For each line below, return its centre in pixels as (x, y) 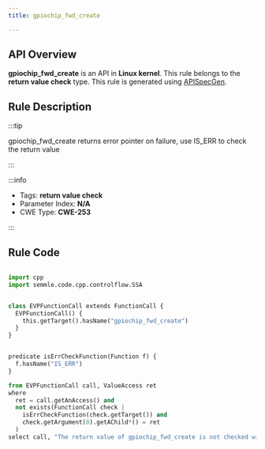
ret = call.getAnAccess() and (65, 400)
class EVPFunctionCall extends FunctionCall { (86, 306)
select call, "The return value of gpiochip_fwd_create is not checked (128, 437)
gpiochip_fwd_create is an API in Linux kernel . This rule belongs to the (124, 74)
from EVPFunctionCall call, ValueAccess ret (82, 385)
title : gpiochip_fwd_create (54, 15)
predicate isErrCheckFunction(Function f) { (82, 357)
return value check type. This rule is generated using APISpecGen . (118, 82)
